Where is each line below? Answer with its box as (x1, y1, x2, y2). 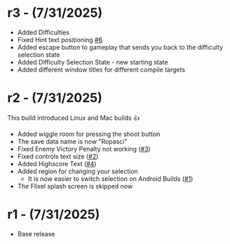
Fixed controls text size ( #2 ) (17, 152, 99, 161)
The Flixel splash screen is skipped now (17, 182, 133, 190)
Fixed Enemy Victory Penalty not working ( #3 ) (17, 144, 151, 153)
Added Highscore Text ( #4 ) (17, 159, 97, 168)
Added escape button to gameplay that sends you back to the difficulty (17, 43, 223, 51)
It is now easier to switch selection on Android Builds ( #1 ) (27, 174, 194, 183)
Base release (17, 229, 55, 238)
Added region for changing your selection (17, 167, 138, 175)
